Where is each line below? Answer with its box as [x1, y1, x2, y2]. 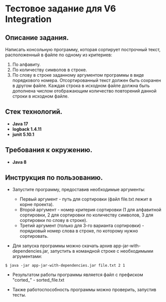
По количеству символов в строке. [12, 67, 87, 73]
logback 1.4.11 [12, 126, 42, 132]
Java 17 [12, 120, 28, 127]
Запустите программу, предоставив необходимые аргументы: [12, 187, 145, 193]
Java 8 [12, 159, 27, 165]
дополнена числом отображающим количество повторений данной [12, 88, 157, 94]
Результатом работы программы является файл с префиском [12, 272, 143, 278]
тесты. [12, 292, 26, 298]
